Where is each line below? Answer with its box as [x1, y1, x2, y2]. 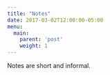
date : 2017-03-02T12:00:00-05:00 [7, 17, 104, 24]
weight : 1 [19, 42, 48, 49]
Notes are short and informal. [7, 62, 91, 69]
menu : [7, 23, 23, 30]
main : [13, 29, 30, 37]
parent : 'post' [19, 36, 64, 43]
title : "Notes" [7, 10, 51, 17]
